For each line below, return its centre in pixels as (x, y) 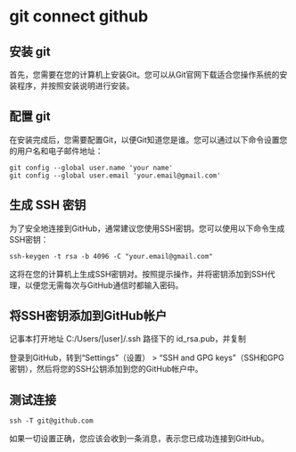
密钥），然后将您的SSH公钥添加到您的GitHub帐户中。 (106, 369)
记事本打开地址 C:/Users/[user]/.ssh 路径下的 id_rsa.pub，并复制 (128, 339)
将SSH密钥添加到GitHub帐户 (88, 316)
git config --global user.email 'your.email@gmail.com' (115, 176)
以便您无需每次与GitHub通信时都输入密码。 (104, 285)
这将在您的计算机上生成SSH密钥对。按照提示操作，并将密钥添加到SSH (138, 274)
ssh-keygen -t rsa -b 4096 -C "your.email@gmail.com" (111, 256)
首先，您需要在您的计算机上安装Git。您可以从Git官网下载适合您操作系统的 (144, 74)
